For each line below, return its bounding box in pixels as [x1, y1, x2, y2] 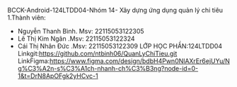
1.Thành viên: [7, 13, 46, 22]
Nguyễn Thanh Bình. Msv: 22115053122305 [17, 27, 144, 35]
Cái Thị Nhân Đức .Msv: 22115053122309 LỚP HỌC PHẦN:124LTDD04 [17, 42, 223, 50]
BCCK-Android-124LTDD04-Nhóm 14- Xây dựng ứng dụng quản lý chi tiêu [7, 6, 224, 14]
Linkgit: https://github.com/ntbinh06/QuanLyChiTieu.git [17, 49, 178, 58]
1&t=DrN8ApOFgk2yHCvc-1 [17, 72, 98, 80]
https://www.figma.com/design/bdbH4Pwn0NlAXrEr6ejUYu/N [49, 57, 230, 65]
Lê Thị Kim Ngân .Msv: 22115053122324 [17, 34, 136, 43]
